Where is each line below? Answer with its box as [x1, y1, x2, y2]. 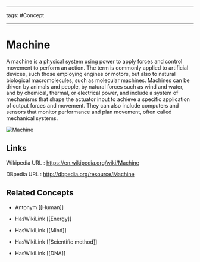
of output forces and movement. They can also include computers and [6, 102, 179, 109]
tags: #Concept [6, 12, 45, 18]
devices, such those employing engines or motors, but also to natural [6, 70, 176, 77]
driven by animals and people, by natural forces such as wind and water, [6, 83, 184, 90]
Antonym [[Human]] [14, 203, 64, 211]
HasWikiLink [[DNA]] [14, 250, 66, 257]
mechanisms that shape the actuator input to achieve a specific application [6, 96, 190, 103]
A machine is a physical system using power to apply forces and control [6, 58, 183, 65]
